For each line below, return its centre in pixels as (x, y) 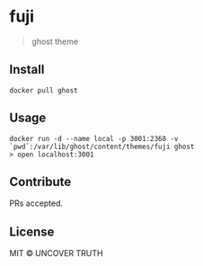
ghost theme (55, 41)
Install (27, 70)
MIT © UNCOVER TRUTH (56, 253)
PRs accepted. (36, 203)
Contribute (40, 182)
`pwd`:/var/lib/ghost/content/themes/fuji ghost (102, 146)
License (32, 231)
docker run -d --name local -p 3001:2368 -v (94, 138)
